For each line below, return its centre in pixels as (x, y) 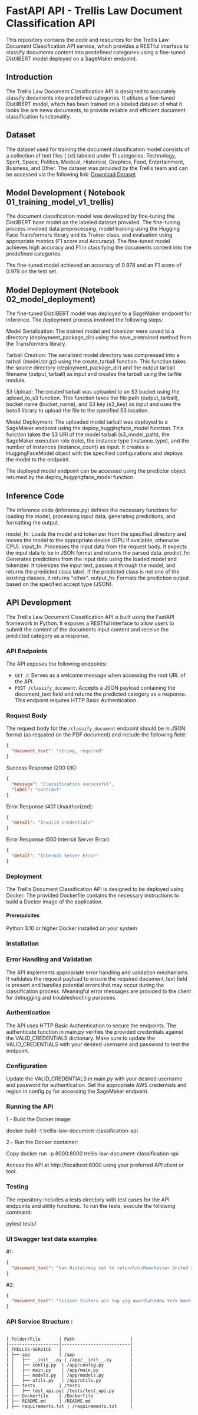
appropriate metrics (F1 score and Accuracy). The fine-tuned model (88, 241)
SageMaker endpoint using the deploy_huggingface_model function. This (95, 428)
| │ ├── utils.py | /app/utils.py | (70, 1380)
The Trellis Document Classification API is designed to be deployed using (95, 889)
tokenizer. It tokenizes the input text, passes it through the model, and (91, 565)
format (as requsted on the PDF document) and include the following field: (96, 735)
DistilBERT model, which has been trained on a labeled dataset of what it (94, 104)
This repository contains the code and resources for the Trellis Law (88, 40)
